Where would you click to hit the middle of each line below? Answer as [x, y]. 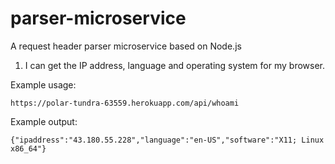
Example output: [44, 121]
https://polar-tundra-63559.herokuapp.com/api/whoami [125, 103]
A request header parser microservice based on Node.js [126, 46]
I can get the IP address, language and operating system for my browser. [175, 65]
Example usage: [43, 84]
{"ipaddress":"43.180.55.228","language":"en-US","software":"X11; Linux [167, 140]
